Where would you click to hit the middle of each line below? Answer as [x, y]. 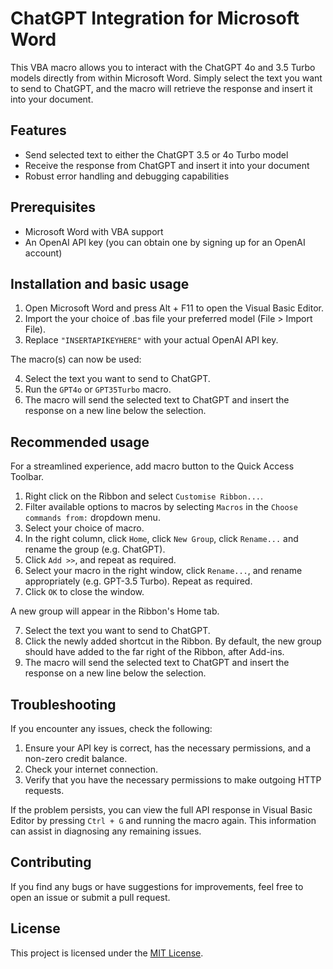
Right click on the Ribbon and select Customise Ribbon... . [144, 496]
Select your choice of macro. [84, 528]
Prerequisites [53, 207]
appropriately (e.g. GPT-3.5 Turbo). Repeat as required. [138, 581]
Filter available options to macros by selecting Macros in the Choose [161, 507]
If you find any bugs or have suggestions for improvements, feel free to [157, 886]
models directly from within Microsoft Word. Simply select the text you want [166, 78]
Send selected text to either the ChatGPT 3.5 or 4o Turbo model [156, 154]
